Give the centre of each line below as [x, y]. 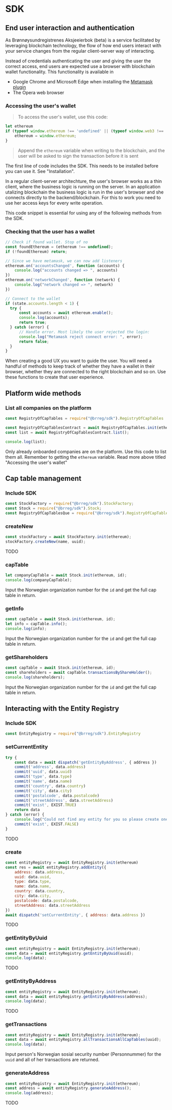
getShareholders [27, 657]
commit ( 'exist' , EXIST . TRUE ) [46, 805]
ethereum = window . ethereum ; [46, 136]
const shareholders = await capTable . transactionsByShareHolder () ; [79, 673]
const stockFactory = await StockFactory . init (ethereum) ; [68, 537]
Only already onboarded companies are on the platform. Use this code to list [86, 452]
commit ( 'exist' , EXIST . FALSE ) [47, 824]
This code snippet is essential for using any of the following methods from [83, 212]
